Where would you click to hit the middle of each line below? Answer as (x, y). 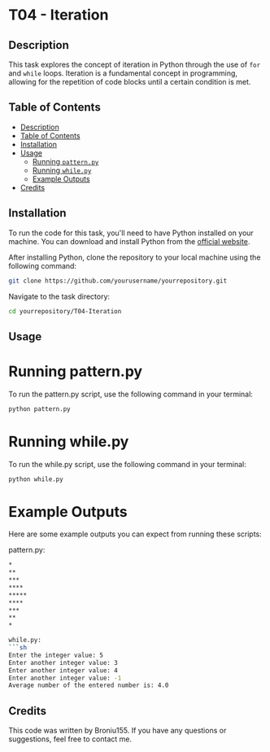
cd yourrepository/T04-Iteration (65, 311)
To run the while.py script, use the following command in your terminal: (127, 464)
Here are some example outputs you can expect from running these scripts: (135, 534)
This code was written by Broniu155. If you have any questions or (118, 731)
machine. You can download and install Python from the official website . (129, 241)
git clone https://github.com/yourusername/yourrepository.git (118, 281)
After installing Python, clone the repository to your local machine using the (135, 257)
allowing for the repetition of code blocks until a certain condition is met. (130, 82)
